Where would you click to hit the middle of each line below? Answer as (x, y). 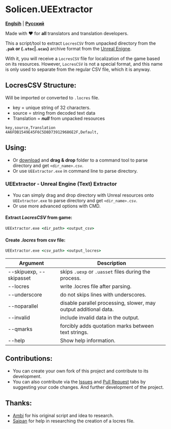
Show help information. (88, 341)
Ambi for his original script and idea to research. (63, 415)
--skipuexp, (23, 272)
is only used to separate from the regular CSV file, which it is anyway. (78, 69)
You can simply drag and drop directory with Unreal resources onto (83, 195)
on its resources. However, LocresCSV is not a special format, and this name (84, 64)
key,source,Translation (31, 128)
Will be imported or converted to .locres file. (52, 97)
